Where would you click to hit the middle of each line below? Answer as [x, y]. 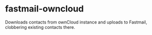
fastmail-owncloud [44, 9]
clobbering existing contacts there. [40, 27]
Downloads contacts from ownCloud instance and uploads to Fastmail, [76, 22]
